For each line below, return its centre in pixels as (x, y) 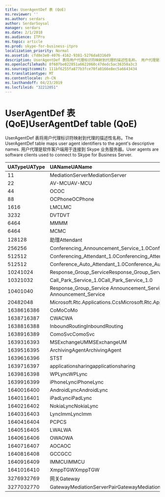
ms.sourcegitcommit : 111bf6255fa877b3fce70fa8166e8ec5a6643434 (71, 69)
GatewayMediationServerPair (84, 487)
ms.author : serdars (25, 19)
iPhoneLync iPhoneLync (77, 382)
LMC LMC (61, 207)
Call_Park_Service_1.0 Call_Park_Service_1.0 (101, 280)
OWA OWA (62, 438)
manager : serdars (23, 28)
